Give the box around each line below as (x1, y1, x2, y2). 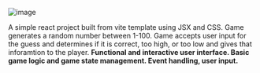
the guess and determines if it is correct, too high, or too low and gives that (8, 39, 252, 49)
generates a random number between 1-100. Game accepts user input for (8, 31, 247, 40)
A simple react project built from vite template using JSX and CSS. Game (8, 23, 244, 31)
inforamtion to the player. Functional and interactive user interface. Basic (8, 48, 250, 57)
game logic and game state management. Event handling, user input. (8, 56, 239, 65)
